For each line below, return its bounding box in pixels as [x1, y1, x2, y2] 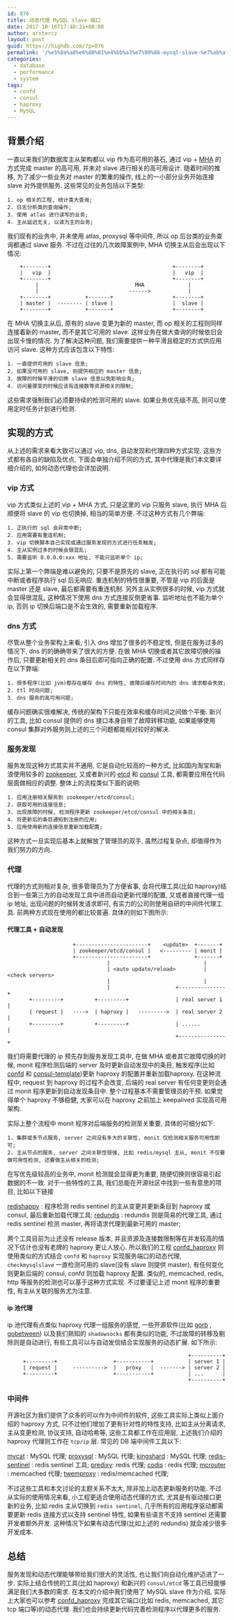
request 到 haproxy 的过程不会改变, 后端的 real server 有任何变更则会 [22, 1078, 221, 1086]
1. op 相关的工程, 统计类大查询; [7, 196, 93, 203]
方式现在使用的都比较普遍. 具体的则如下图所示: [34, 908, 169, 916]
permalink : [7, 50, 39, 57]
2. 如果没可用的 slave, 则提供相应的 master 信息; [7, 368, 143, 375]
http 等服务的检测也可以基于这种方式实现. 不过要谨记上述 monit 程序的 [7, 1277, 208, 1286]
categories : [7, 56, 42, 63]
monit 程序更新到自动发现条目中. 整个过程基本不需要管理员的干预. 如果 [15, 1086, 217, 1095]
